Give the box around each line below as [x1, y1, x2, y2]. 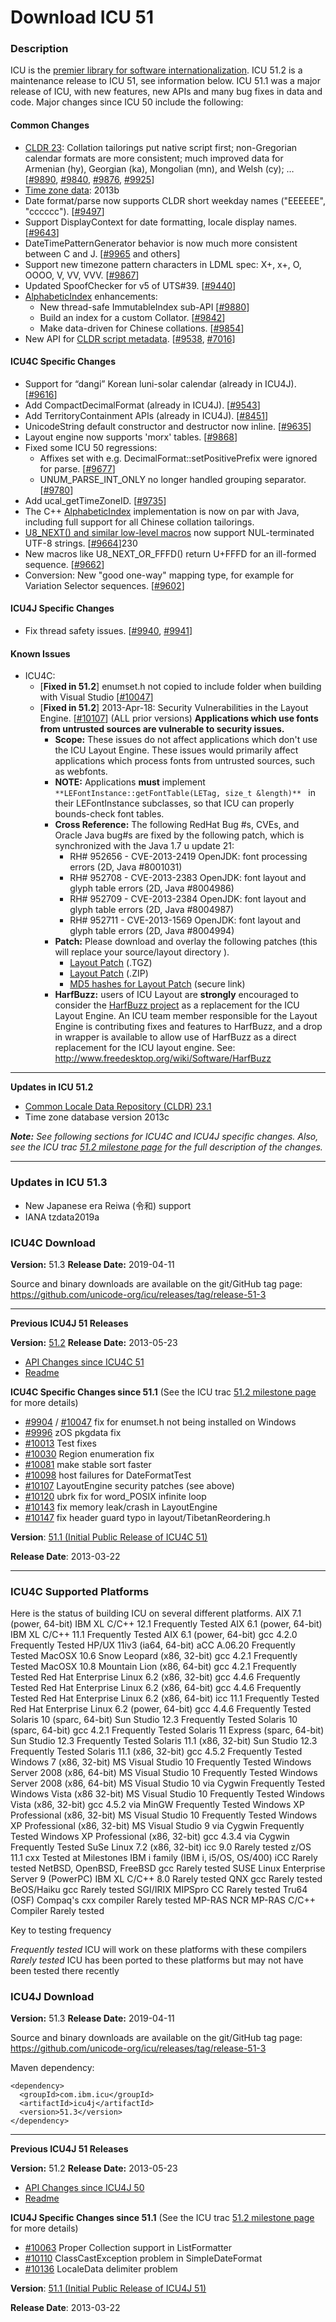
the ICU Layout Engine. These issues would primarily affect [54, 744, 299, 756]
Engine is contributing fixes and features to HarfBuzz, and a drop [54, 1021, 323, 1033]
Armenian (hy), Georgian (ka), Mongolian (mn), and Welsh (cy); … [24, 162, 295, 175]
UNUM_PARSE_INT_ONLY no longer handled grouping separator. [39, 473, 307, 485]
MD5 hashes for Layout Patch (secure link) [69, 978, 246, 990]
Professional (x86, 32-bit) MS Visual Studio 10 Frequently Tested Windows [10, 1809, 318, 1821]
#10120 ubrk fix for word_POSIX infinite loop [24, 1490, 207, 1502]
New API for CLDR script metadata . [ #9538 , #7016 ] [24, 332, 236, 345]
